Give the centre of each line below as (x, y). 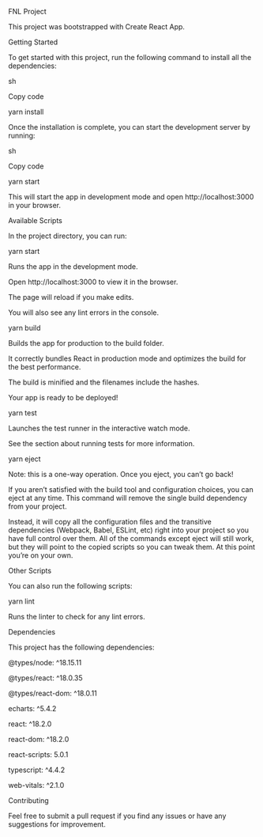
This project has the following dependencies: (81, 647)
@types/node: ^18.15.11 (45, 663)
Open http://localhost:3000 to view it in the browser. (93, 282)
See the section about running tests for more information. (101, 443)
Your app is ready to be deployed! (63, 398)
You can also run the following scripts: (70, 586)
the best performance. (45, 367)
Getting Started (33, 42)
